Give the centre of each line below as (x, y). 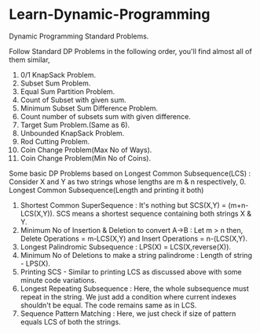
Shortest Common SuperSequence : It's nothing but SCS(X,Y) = (123, 205)
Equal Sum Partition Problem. (68, 91)
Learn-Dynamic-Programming (110, 15)
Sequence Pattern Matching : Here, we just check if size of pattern (128, 313)
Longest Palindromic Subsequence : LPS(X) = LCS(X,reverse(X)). (125, 247)
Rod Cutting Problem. (55, 141)
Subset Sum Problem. (55, 83)
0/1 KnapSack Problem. (58, 74)
